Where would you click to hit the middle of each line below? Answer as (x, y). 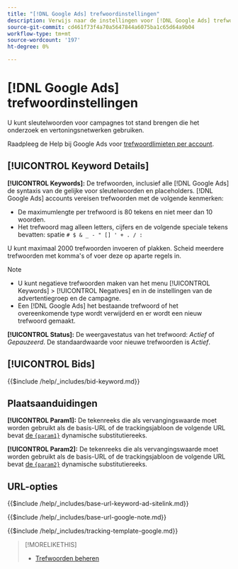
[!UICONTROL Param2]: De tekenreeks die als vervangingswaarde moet (113, 449)
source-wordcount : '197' (44, 40)
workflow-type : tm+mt (39, 34)
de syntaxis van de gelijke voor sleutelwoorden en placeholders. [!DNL (110, 190)
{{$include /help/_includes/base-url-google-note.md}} (87, 517)
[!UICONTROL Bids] (51, 364)
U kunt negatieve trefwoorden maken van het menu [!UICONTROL (114, 283)
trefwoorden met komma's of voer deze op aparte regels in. (95, 255)
